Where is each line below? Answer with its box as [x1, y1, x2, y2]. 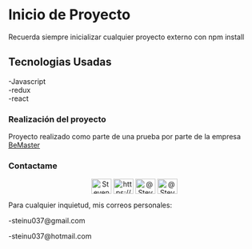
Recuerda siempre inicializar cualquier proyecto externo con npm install [8, 32, 245, 42]
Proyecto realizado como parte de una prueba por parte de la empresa [8, 132, 242, 142]
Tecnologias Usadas [8, 55, 112, 69]
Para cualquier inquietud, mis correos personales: [8, 200, 173, 210]
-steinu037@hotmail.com [8, 231, 92, 241]
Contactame [8, 160, 58, 171]
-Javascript [8, 76, 46, 86]
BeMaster [8, 140, 41, 150]
